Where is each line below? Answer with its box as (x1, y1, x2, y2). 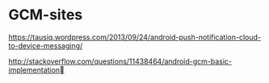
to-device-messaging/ (8, 40, 83, 50)
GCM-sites (8, 6, 83, 24)
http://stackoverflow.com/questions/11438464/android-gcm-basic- (8, 56, 233, 66)
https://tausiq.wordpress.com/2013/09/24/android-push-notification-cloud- (8, 32, 261, 42)
